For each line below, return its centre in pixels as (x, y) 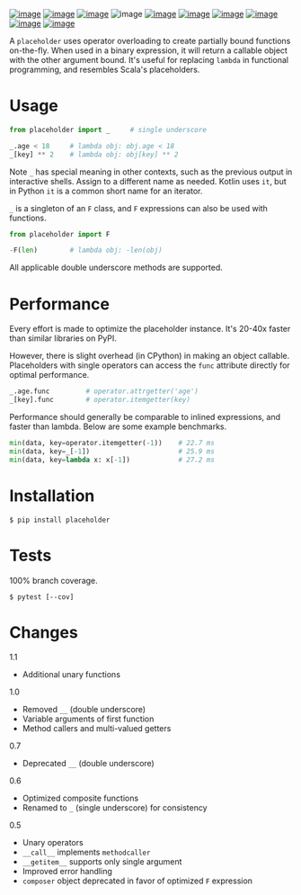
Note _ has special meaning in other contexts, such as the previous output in (151, 172)
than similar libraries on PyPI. (63, 338)
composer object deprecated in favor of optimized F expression (137, 881)
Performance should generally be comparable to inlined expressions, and (145, 417)
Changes (44, 632)
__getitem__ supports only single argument (102, 862)
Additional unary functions (71, 675)
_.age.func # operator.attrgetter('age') (104, 391)
